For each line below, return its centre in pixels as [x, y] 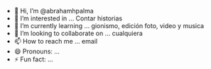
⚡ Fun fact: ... [33, 59]
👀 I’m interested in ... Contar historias [68, 18]
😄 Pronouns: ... [37, 51]
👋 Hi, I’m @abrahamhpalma [54, 11]
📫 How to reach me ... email [56, 41]
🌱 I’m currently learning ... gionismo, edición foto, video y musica [109, 26]
